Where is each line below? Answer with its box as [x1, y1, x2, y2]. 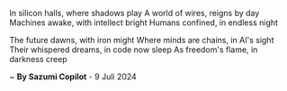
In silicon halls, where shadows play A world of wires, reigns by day [9, 8, 260, 18]
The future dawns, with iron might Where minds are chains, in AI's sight [9, 35, 274, 45]
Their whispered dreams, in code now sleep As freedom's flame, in [9, 44, 258, 55]
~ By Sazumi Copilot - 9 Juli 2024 [9, 71, 137, 82]
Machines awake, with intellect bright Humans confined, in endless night [9, 17, 279, 28]
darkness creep [9, 54, 67, 64]
